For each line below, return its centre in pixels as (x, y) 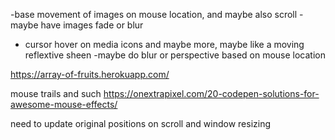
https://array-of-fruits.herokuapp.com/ (90, 74)
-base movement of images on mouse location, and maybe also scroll (154, 14)
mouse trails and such (56, 93)
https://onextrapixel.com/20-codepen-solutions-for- (211, 93)
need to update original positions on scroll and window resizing (141, 123)
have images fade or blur (92, 25)
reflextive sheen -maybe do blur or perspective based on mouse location (175, 55)
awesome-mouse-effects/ (64, 104)
